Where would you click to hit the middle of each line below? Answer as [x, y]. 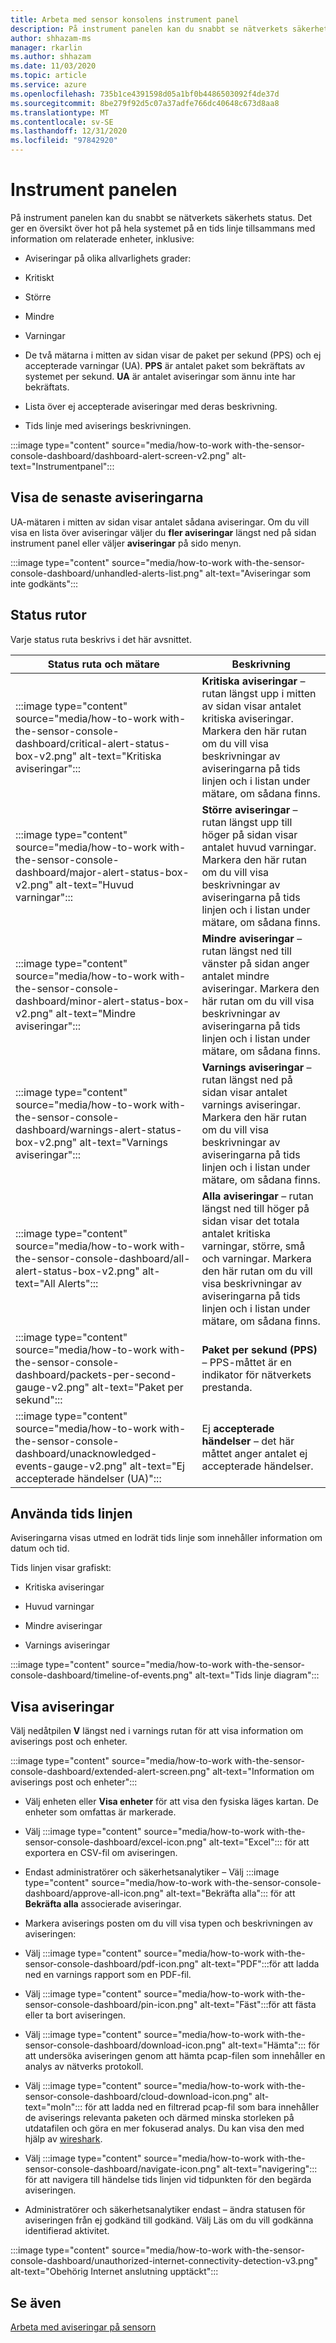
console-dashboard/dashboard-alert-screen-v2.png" [120, 455]
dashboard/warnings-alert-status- [99, 1129]
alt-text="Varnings [123, 1142]
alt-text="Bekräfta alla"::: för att [230, 1893]
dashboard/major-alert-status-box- [102, 872]
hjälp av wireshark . [63, 2139]
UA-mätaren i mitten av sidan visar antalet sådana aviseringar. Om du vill [160, 522]
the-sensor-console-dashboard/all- [103, 1258]
